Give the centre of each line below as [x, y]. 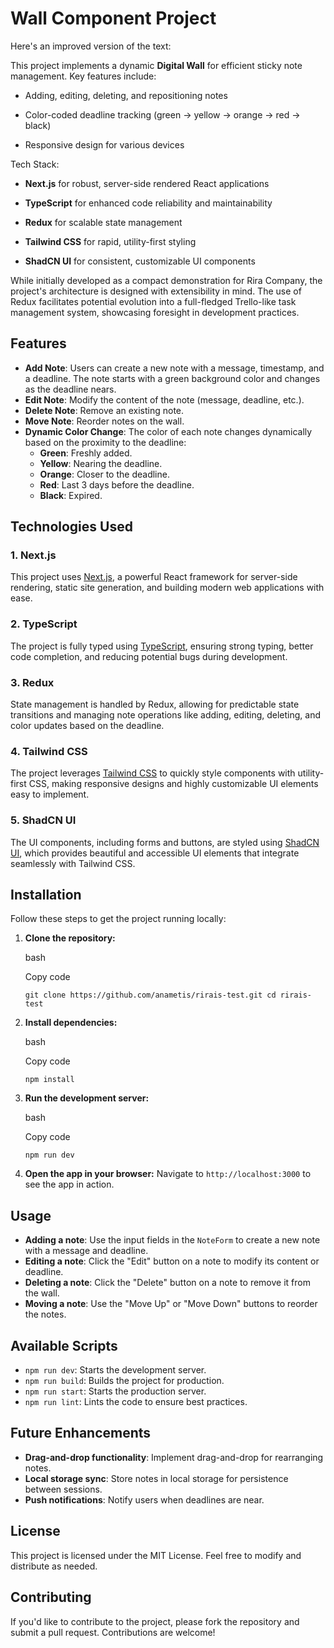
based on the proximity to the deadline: [105, 442]
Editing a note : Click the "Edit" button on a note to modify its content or [172, 1261]
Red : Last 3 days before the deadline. [117, 484]
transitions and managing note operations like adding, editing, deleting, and [166, 715]
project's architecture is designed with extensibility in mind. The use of [156, 291]
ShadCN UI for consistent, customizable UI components [140, 261]
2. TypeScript [44, 624]
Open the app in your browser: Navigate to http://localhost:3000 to [168, 1174]
